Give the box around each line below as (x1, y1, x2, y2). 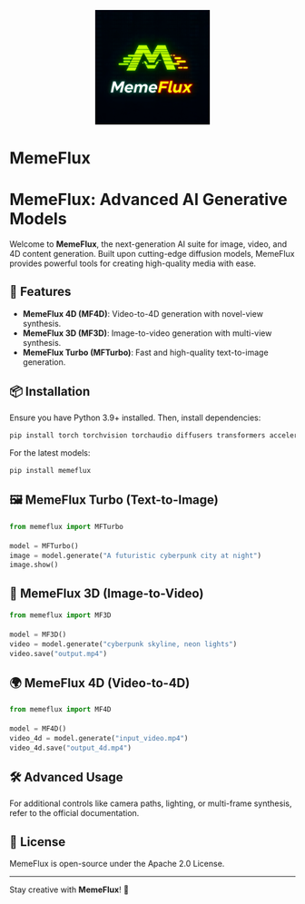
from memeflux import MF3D (9, 611, 112, 620)
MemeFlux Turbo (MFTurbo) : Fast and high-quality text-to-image (22, 347, 270, 358)
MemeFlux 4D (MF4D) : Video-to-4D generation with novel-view (22, 308, 263, 319)
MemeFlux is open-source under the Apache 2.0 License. (9, 859, 225, 870)
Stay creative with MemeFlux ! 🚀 (9, 884, 130, 895)
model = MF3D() (9, 630, 67, 639)
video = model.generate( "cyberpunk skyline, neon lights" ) (9, 639, 238, 649)
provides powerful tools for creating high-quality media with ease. (9, 258, 257, 269)
